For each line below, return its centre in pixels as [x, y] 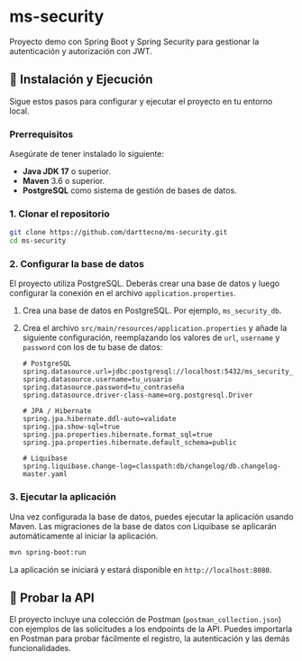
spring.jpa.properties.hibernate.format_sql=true [118, 435]
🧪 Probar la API [52, 597]
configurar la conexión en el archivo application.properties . [123, 293]
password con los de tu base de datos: [92, 347]
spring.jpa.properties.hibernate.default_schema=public [129, 443]
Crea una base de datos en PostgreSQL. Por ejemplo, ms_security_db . [152, 311]
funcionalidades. [41, 648]
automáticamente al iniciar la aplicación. [84, 536]
